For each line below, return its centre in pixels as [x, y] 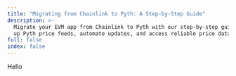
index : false [26, 46]
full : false [25, 40]
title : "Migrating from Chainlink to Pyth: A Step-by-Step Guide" [106, 14]
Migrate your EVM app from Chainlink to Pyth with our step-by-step [116, 27]
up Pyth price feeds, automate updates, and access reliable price [114, 33]
